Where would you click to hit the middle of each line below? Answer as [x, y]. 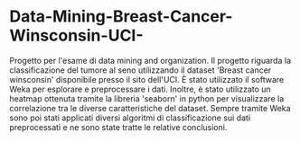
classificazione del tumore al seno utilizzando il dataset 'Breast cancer [141, 70]
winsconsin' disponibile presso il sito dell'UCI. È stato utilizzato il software [147, 79]
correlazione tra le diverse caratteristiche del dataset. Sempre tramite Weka [150, 108]
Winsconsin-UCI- [76, 35]
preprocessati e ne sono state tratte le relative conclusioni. [118, 127]
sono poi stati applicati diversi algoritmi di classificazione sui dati [130, 118]
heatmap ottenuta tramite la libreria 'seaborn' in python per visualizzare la [147, 98]
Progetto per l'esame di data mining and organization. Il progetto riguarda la [150, 60]
